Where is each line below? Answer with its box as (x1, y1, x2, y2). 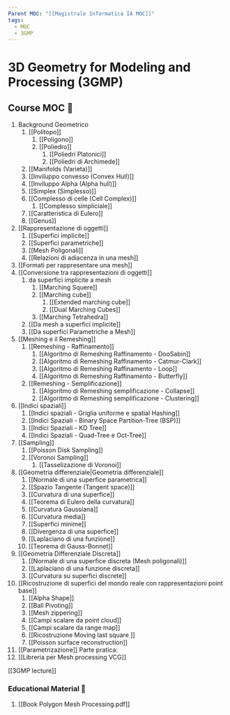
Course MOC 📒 (8, 102, 74, 113)
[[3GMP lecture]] (8, 666, 56, 675)
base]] (17, 586, 37, 595)
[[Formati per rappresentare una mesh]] (17, 261, 133, 269)
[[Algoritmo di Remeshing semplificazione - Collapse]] (38, 387, 195, 395)
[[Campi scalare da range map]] (28, 624, 121, 632)
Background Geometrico (17, 120, 89, 129)
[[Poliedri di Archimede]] (49, 157, 121, 166)
